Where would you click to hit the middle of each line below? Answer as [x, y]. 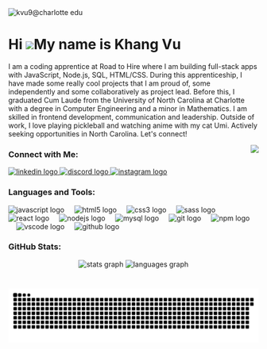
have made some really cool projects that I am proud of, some [109, 83]
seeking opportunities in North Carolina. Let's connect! [98, 133]
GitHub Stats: [35, 247]
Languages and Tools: [52, 192]
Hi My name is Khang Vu [95, 45]
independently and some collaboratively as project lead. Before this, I [122, 91]
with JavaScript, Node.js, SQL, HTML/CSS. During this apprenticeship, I [125, 75]
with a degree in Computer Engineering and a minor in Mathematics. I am [128, 108]
